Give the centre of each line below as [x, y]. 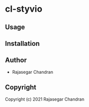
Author [16, 60]
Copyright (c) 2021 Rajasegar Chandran [45, 99]
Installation [22, 43]
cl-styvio [24, 9]
